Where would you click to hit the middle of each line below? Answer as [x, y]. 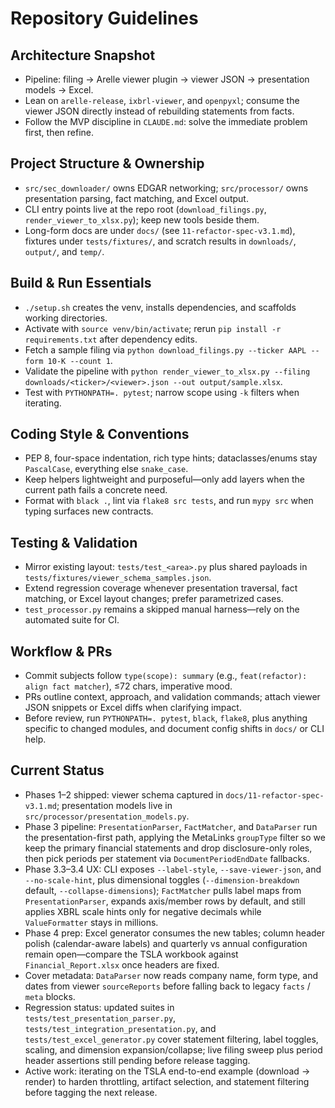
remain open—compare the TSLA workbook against [131, 954]
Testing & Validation [74, 542]
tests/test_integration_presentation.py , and [120, 1028]
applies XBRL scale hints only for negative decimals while [143, 911]
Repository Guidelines [104, 18]
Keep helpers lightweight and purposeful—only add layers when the [164, 479]
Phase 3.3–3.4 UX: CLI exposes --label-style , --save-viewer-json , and [173, 869]
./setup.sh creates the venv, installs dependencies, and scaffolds [160, 307]
